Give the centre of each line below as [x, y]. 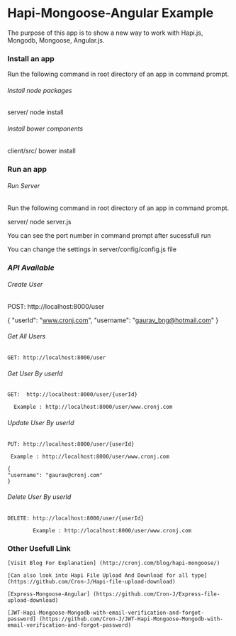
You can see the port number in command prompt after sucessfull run [109, 235]
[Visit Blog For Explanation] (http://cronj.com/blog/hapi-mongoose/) [114, 563]
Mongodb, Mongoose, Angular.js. [56, 40]
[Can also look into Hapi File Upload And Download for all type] [107, 576]
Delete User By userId [39, 497]
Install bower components [45, 128]
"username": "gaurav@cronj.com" [55, 475]
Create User [25, 285]
